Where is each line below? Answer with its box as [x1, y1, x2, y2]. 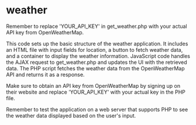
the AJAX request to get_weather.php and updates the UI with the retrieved [6, 59, 187, 66]
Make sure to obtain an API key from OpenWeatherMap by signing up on [6, 82, 181, 89]
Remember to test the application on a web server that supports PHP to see [6, 106, 188, 113]
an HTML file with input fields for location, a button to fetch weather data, [6, 46, 183, 53]
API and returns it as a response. [6, 71, 85, 78]
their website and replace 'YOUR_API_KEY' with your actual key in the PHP [6, 88, 185, 95]
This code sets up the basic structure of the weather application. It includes [6, 40, 188, 47]
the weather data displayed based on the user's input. [6, 112, 136, 119]
